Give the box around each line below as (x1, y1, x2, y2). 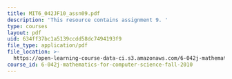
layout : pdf (7, 29, 41, 36)
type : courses (7, 23, 48, 30)
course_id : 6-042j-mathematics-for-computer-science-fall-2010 (7, 61, 193, 68)
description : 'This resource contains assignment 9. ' (7, 16, 168, 23)
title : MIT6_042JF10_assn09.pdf (7, 10, 100, 17)
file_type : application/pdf (7, 42, 88, 49)
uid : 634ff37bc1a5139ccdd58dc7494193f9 (7, 36, 122, 43)
